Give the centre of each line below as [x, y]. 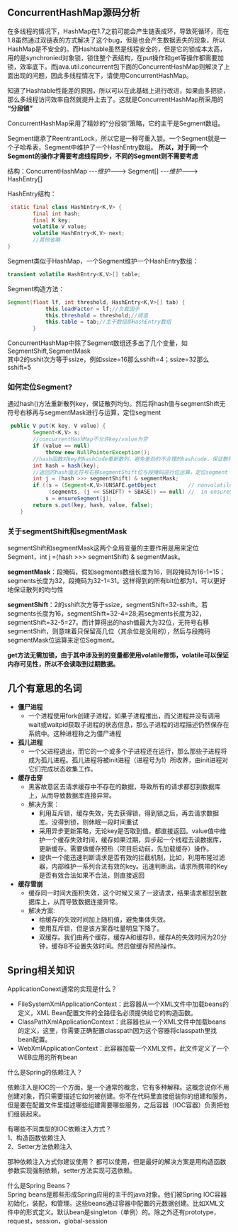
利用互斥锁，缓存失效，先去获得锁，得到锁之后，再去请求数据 [129, 813]
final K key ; [52, 220]
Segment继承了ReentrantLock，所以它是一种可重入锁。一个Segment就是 [114, 138]
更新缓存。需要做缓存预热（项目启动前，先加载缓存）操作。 [126, 848]
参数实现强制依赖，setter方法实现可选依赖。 [72, 1170]
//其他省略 [47, 240]
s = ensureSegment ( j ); [79, 499]
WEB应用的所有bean [47, 1057]
